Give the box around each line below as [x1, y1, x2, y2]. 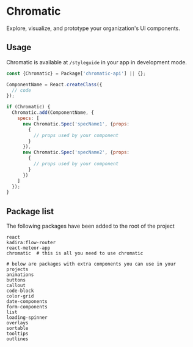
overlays [6, 320, 29, 326]
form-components [6, 304, 48, 310]
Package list [6, 206, 54, 217]
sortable [6, 326, 29, 332]
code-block [6, 288, 34, 294]
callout [6, 283, 26, 289]
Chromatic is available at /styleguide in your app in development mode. [6, 58, 188, 65]
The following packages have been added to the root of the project [6, 222, 175, 230]
